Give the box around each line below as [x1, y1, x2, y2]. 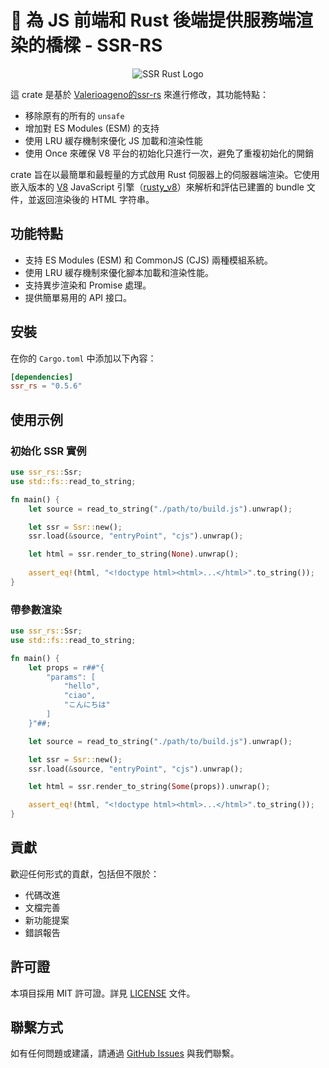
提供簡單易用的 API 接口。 [24, 291, 133, 303]
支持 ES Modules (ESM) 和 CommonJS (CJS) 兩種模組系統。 [24, 254, 274, 266]
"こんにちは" [63, 700, 111, 710]
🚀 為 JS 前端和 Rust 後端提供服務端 [10, 9, 296, 32]
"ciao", [63, 691, 97, 701]
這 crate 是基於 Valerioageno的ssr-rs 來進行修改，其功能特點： [10, 88, 270, 100]
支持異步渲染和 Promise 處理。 [24, 279, 152, 291]
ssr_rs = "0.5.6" [10, 381, 83, 391]
